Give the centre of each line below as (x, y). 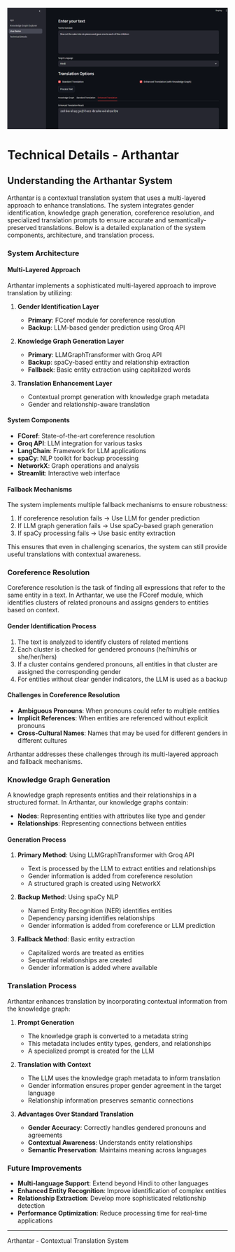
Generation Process (37, 840)
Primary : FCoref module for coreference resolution (101, 320)
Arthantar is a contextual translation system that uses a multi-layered (107, 198)
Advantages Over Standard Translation (76, 1114)
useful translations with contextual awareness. (74, 554)
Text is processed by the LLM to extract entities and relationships (122, 869)
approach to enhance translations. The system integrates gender (101, 205)
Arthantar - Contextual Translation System (68, 1240)
